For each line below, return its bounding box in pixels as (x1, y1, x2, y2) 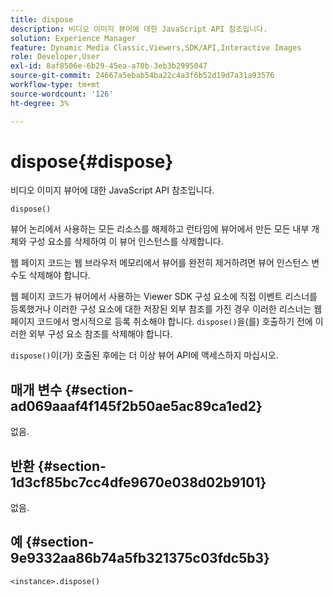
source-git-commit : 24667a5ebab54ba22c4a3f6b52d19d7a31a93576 (10, 71, 275, 81)
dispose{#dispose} (10, 150, 174, 173)
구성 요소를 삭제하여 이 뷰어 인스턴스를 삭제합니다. (28, 236, 224, 248)
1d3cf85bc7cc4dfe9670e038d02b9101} (10, 474, 267, 491)
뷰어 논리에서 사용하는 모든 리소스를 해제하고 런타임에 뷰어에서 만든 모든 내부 (10, 223, 310, 235)
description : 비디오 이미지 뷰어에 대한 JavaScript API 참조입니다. (10, 24, 268, 34)
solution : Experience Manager (10, 33, 137, 43)
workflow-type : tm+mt (10, 80, 101, 90)
